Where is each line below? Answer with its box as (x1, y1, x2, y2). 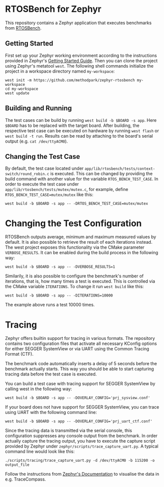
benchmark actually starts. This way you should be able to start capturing (5, 366, 154, 372)
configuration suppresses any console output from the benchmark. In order (5, 433, 158, 439)
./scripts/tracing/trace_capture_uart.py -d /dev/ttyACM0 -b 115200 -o (5, 458, 155, 463)
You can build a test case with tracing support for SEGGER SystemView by (5, 381, 156, 387)
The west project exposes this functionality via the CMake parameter (5, 244, 145, 250)
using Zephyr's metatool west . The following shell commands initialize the (5, 63, 154, 69)
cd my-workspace (5, 86, 38, 91)
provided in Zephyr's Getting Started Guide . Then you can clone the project (5, 58, 158, 64)
